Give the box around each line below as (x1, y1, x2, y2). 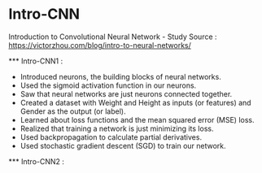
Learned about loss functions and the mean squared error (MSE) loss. (20, 115, 255, 124)
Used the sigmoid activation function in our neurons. (20, 80, 197, 90)
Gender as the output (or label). (20, 106, 126, 116)
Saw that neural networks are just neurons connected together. (20, 89, 233, 98)
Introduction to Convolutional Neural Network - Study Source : (8, 32, 217, 41)
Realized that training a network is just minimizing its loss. (20, 123, 214, 133)
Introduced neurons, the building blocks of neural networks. (20, 71, 221, 81)
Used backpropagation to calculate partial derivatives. (20, 132, 202, 142)
